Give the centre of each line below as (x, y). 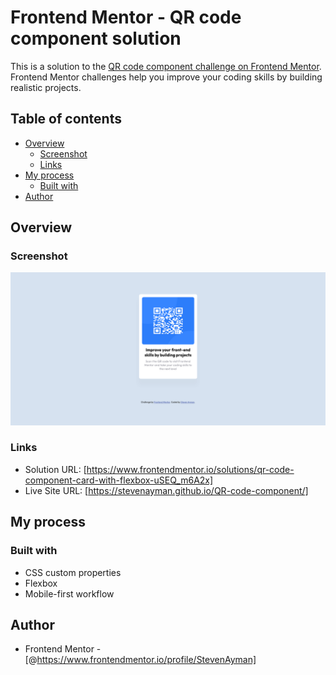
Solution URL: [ (55, 469)
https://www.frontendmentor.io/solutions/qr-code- (190, 469)
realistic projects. (46, 87)
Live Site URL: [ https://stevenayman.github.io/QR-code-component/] (166, 490)
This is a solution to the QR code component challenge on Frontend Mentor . (166, 66)
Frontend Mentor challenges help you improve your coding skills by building (166, 77)
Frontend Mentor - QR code (126, 17)
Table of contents (66, 119)
